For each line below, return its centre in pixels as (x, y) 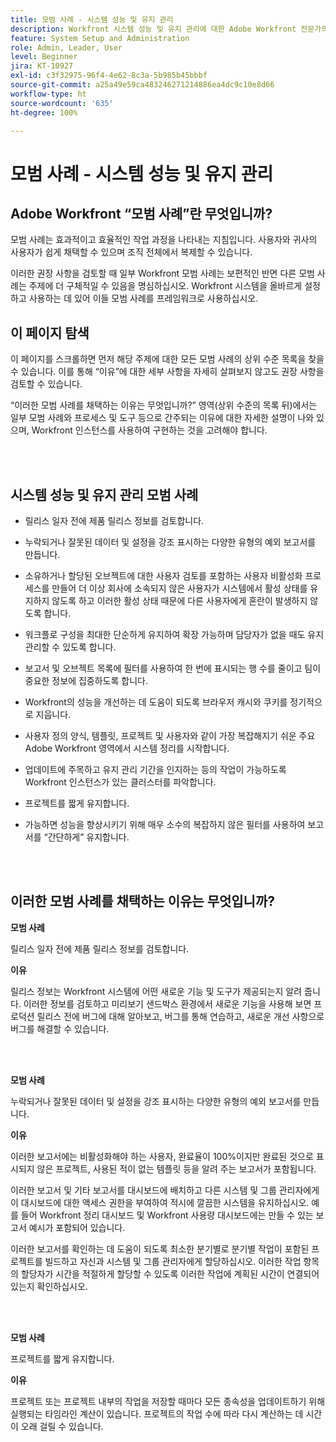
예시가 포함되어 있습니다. (77, 1227)
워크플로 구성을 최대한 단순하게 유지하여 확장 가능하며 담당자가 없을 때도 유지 (174, 634)
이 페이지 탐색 (50, 332)
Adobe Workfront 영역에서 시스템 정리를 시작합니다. (127, 748)
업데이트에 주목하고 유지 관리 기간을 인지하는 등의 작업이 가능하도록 (155, 769)
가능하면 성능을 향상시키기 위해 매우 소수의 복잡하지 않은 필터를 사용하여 (165, 824)
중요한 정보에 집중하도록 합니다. (86, 680)
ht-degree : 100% (44, 112)
